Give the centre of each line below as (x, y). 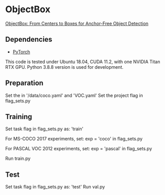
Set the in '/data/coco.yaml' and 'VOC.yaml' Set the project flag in (74, 95)
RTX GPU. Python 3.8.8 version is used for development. (64, 67)
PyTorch (21, 51)
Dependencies (29, 39)
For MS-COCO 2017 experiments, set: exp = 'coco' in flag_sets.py (74, 139)
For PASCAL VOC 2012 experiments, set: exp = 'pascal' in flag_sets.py (79, 149)
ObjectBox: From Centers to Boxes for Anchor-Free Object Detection (77, 23)
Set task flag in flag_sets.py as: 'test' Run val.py (55, 187)
